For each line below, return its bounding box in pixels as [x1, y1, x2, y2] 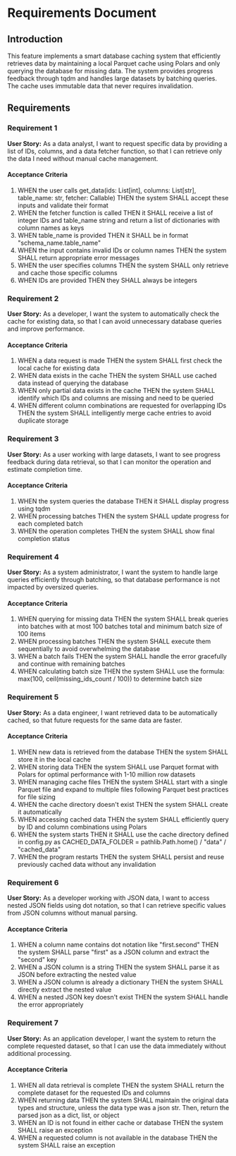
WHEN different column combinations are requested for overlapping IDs [17, 401, 227, 410]
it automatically [17, 808, 62, 816]
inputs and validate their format [17, 201, 109, 209]
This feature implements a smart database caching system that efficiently [7, 51, 221, 60]
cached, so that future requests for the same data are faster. [7, 716, 182, 724]
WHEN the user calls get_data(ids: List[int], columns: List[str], [17, 185, 197, 195]
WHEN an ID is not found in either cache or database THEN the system [17, 1118, 224, 1126]
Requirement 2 [7, 293, 59, 303]
